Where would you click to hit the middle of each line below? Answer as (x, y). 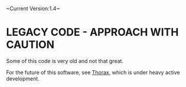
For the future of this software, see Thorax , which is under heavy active (93, 72)
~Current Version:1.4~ (33, 9)
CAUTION (30, 45)
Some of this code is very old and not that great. (65, 61)
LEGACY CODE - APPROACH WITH (92, 32)
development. (23, 78)
